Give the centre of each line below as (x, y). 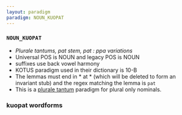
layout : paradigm (28, 12)
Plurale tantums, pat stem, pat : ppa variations (74, 51)
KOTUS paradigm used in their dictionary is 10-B (76, 70)
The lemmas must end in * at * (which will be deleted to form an (95, 76)
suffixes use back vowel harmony (57, 63)
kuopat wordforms (35, 105)
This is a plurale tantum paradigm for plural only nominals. (88, 89)
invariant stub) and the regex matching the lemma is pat (85, 83)
